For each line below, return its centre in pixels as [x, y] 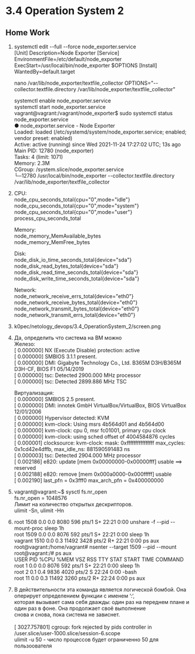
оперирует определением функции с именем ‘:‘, [74, 596]
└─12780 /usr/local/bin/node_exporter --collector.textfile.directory [94, 176]
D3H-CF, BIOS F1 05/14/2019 [49, 369]
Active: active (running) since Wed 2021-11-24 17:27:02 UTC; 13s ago [97, 144]
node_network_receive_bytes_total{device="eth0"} [76, 302]
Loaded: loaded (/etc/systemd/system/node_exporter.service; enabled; [100, 132]
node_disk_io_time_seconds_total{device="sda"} [73, 260]
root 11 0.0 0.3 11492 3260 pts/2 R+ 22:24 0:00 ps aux [80, 578]
